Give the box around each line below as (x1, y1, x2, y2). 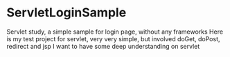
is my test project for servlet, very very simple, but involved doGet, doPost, (6, 34, 220, 43)
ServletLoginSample (6, 5, 127, 21)
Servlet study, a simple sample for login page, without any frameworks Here (6, 27, 223, 36)
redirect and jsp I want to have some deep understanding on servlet (6, 42, 200, 50)
